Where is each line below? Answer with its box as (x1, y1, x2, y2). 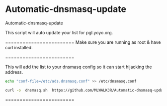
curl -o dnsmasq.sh (5, 88, 48, 93)
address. (5, 69, 23, 75)
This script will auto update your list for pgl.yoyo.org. (5, 29, 113, 35)
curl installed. (5, 44, 33, 50)
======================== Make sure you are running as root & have (5, 39, 161, 45)
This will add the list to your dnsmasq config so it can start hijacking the (5, 64, 153, 70)
